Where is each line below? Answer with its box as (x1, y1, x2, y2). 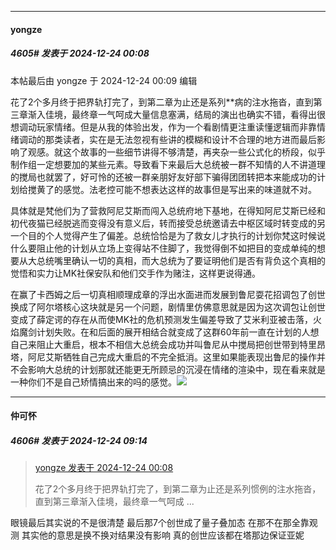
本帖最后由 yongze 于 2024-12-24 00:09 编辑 (10, 74, 198, 86)
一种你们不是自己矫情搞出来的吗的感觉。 (10, 376, 177, 388)
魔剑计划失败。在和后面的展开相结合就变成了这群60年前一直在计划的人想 (18, 326, 320, 338)
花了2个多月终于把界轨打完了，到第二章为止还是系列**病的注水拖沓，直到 (10, 96, 314, 108)
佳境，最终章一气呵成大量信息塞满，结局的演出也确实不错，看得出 (44, 108, 317, 120)
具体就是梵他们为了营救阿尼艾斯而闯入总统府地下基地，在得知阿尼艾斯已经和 (10, 204, 326, 216)
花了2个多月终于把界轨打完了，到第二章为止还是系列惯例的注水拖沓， (34, 483, 322, 495)
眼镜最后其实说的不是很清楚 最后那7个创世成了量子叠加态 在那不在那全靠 (10, 517, 310, 529)
